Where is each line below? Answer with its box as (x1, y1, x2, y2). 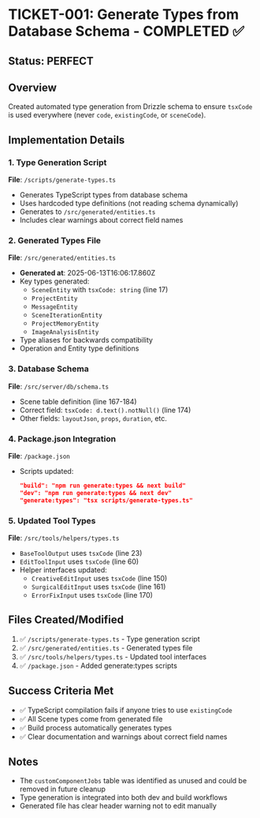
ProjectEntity (31, 295, 78, 303)
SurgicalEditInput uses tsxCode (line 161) (31, 582, 166, 591)
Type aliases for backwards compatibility (19, 336, 154, 345)
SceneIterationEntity (31, 312, 102, 320)
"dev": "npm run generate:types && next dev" (19, 489, 172, 497)
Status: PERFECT (8, 54, 95, 68)
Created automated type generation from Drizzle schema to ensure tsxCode (8, 102, 253, 111)
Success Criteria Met (8, 685, 114, 698)
